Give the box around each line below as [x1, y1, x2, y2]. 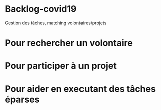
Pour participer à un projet [5, 60, 117, 72]
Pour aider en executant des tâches [5, 83, 156, 94]
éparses [5, 94, 40, 105]
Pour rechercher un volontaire [5, 37, 133, 49]
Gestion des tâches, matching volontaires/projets [5, 20, 107, 26]
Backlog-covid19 [5, 3, 77, 15]
